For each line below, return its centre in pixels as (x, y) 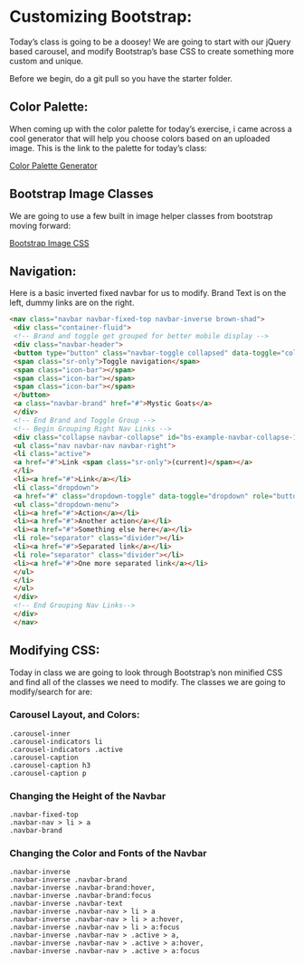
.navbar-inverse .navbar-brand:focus (81, 896)
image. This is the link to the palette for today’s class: (108, 148)
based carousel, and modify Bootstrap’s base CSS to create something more (152, 51)
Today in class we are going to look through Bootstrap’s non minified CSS (146, 672)
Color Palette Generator (53, 166)
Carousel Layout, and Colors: (75, 715)
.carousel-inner (40, 734)
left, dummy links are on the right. (72, 303)
